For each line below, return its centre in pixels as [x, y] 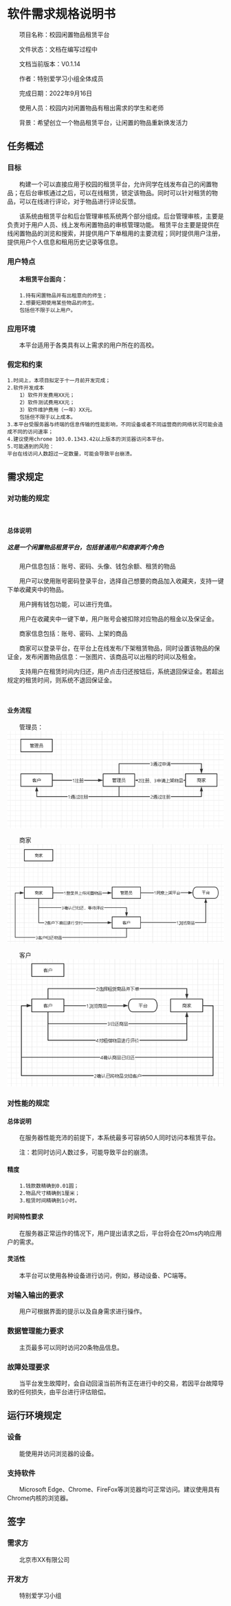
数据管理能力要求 [35, 1331]
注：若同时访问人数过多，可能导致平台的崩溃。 [86, 1152]
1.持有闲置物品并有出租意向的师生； [64, 295]
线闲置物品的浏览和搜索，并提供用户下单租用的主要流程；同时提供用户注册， [115, 233]
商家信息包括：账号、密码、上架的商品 [74, 633]
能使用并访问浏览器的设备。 [58, 1454]
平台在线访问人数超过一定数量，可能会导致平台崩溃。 [71, 454]
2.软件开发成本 [26, 388]
